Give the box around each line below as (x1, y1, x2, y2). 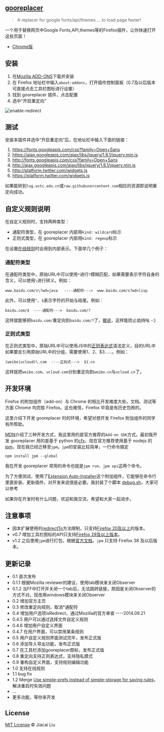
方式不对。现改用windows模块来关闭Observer (12, 592, 105, 598)
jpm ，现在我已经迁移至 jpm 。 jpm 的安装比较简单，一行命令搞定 (5, 444, 129, 450)
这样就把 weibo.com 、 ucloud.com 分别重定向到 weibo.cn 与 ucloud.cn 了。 (5, 369, 144, 375)
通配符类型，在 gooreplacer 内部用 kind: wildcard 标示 (12, 229, 121, 235)
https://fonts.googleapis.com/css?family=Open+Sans (12, 147, 120, 152)
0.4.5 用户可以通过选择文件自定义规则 (12, 616, 88, 622)
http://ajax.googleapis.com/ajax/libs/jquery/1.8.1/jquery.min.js (12, 162, 136, 168)
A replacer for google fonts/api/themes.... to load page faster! (17, 17, 141, 23)
